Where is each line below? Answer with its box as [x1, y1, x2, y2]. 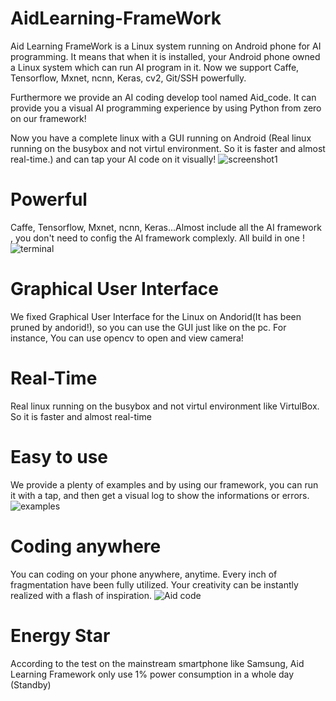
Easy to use [10, 445, 109, 468]
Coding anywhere [10, 535, 162, 557]
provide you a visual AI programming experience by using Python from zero [10, 102, 322, 114]
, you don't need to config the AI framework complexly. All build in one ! [10, 232, 305, 244]
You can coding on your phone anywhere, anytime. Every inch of [10, 568, 278, 580]
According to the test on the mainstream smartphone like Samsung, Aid [10, 657, 305, 669]
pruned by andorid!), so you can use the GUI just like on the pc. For [10, 321, 287, 333]
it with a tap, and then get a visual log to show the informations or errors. [10, 489, 310, 501]
